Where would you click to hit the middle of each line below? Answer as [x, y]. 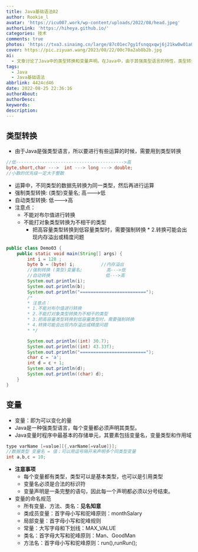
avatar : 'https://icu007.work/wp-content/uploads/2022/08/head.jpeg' [93, 22]
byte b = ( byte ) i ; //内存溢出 [76, 264]
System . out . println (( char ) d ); [66, 374]
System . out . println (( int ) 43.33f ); [71, 347]
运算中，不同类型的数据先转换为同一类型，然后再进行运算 [84, 185]
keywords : [18, 105]
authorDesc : [21, 99]
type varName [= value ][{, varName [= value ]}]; [62, 446]
